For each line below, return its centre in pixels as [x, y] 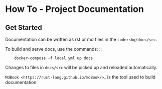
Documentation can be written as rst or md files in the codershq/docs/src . [81, 39]
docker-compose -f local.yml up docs [54, 58]
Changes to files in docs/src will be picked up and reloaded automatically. [81, 67]
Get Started [24, 28]
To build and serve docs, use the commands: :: [53, 49]
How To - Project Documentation [74, 9]
